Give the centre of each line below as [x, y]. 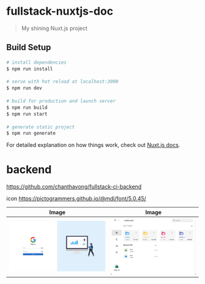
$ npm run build [27, 107]
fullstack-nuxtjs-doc [60, 11]
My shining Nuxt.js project [54, 28]
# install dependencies [37, 62]
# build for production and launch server [61, 101]
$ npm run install [30, 69]
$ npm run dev [24, 88]
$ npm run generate [31, 133]
